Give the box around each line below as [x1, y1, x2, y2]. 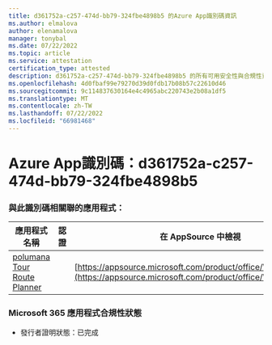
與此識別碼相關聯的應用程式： [8, 202, 125, 213]
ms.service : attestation [8, 57, 92, 65]
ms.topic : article [8, 49, 70, 57]
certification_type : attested [8, 65, 111, 73]
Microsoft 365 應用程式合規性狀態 [8, 308, 142, 319]
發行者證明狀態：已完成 [19, 327, 99, 337]
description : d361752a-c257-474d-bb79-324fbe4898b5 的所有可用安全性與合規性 [8, 72, 262, 80]
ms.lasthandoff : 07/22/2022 [8, 110, 104, 118]
